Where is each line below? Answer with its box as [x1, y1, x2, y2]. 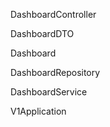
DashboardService [10, 86, 88, 98]
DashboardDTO [10, 28, 75, 39]
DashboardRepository [10, 67, 101, 78]
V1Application [10, 105, 67, 117]
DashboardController [10, 9, 97, 20]
